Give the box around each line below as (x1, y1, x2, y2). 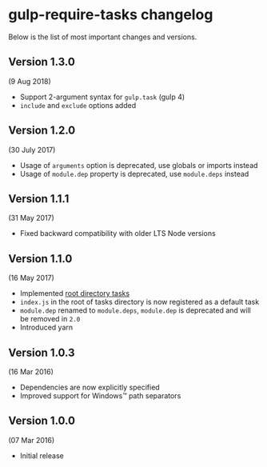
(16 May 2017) (8, 273, 54, 283)
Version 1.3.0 (8, 55, 76, 69)
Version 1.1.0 (8, 252, 73, 265)
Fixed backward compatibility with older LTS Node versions (19, 229, 216, 238)
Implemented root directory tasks (19, 289, 130, 298)
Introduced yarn (19, 322, 74, 333)
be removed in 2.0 (19, 314, 81, 324)
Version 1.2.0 (8, 124, 76, 138)
